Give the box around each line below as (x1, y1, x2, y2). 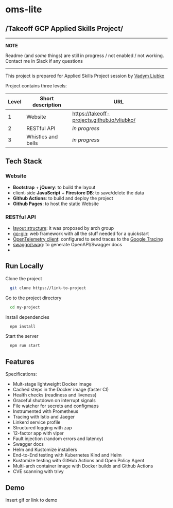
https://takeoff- (72, 110, 110, 117)
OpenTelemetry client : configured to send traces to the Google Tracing (12, 235, 163, 242)
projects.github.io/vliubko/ (72, 117, 136, 123)
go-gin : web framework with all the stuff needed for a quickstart (12, 230, 149, 237)
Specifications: (5, 371, 37, 377)
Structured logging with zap (12, 425, 72, 431)
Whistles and (26, 133, 58, 140)
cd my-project (10, 304, 40, 310)
